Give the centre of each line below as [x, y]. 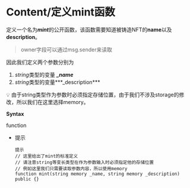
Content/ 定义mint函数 [61, 12]
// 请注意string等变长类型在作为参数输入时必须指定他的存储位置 [84, 162]
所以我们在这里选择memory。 [53, 102]
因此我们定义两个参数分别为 [40, 62]
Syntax [15, 114]
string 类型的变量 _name [44, 74]
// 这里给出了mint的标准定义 [46, 156]
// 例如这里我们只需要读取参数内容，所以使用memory [71, 168]
